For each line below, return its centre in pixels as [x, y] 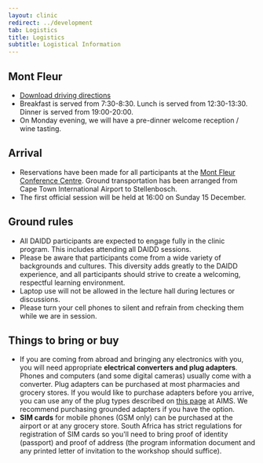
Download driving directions [65, 95]
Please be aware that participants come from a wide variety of [120, 257]
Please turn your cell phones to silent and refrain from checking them [131, 308]
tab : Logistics [33, 30]
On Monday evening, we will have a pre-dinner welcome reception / [129, 120]
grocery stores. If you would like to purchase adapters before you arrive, [137, 392]
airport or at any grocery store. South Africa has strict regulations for [131, 426]
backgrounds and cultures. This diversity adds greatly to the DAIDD [128, 266]
